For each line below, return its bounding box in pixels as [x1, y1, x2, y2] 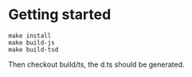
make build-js [8, 38, 56, 47]
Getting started [8, 6, 112, 24]
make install [8, 32, 52, 40]
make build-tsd [8, 45, 59, 53]
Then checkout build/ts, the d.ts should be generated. [8, 60, 185, 69]
